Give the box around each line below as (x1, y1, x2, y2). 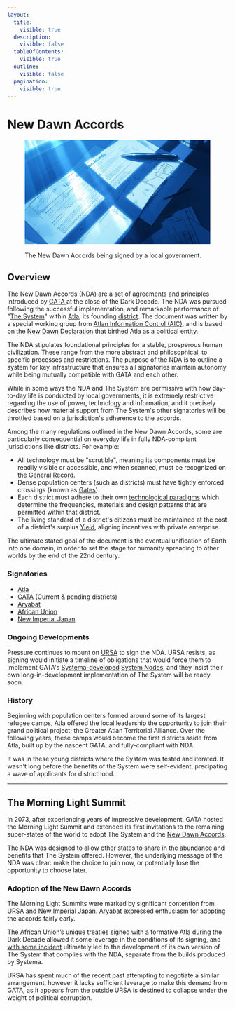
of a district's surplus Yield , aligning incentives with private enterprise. (17, 523, 220, 531)
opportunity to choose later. (7, 866, 87, 874)
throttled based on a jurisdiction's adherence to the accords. (7, 414, 182, 422)
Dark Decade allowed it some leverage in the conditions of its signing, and (7, 935, 221, 944)
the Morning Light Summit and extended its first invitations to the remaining (7, 822, 225, 831)
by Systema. (7, 958, 43, 966)
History (7, 695, 34, 705)
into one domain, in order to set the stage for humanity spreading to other (7, 544, 220, 553)
